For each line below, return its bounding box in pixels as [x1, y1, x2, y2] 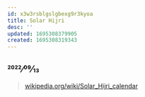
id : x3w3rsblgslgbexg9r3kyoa [7, 10, 93, 18]
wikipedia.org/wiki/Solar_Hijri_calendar [24, 81, 138, 90]
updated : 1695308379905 [7, 30, 78, 38]
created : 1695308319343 [7, 37, 78, 44]
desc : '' [7, 23, 33, 30]
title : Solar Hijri [7, 17, 65, 24]
